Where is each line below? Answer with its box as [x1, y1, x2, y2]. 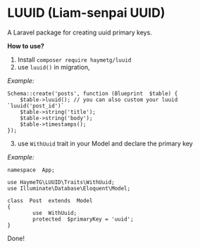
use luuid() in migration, [17, 63, 90, 71]
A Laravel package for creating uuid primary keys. [7, 28, 153, 37]
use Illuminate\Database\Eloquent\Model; [7, 185, 131, 192]
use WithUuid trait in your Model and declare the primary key [17, 139, 194, 148]
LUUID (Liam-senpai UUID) [7, 5, 165, 21]
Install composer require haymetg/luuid [17, 55, 132, 64]
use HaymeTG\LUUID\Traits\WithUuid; [7, 178, 115, 185]
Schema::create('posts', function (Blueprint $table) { [7, 90, 178, 97]
